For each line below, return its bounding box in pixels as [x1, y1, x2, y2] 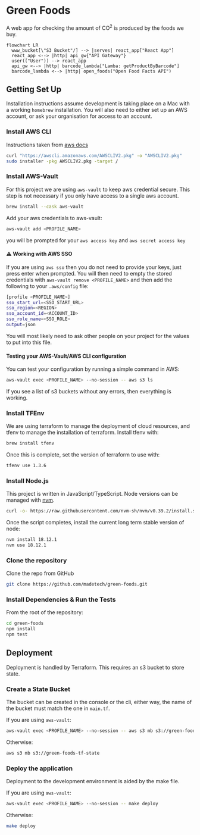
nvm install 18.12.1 [6, 537, 58, 543]
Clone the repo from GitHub [6, 570, 74, 577]
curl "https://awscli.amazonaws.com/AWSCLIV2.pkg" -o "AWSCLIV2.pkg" [6, 152, 183, 158]
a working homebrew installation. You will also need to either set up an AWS [6, 107, 187, 114]
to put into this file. [6, 339, 52, 346]
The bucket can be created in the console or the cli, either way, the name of [6, 699, 192, 706]
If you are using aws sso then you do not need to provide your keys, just [6, 263, 182, 271]
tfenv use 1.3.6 [6, 462, 46, 469]
